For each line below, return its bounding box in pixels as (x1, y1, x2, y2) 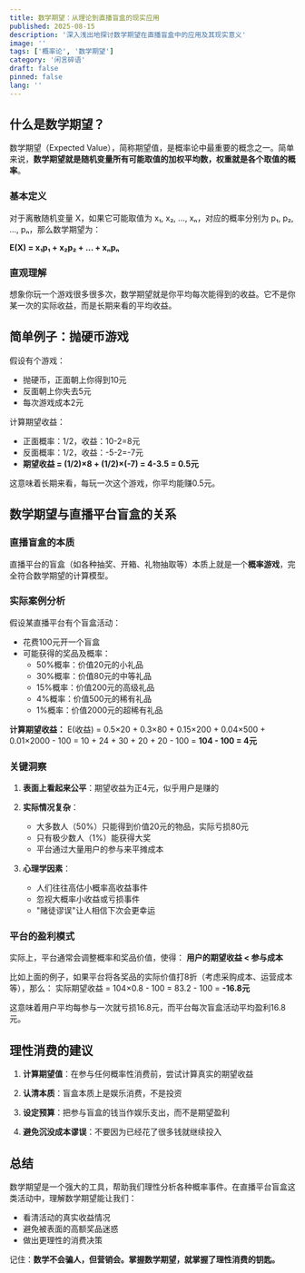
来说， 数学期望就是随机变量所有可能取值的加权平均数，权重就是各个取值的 (9, 153, 288, 164)
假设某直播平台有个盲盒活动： (9, 617, 121, 627)
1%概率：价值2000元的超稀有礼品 (35, 705, 163, 715)
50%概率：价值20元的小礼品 (35, 659, 143, 670)
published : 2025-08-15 (9, 22, 95, 31)
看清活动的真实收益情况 (22, 1212, 111, 1223)
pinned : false (9, 73, 64, 82)
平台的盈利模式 (9, 930, 75, 942)
